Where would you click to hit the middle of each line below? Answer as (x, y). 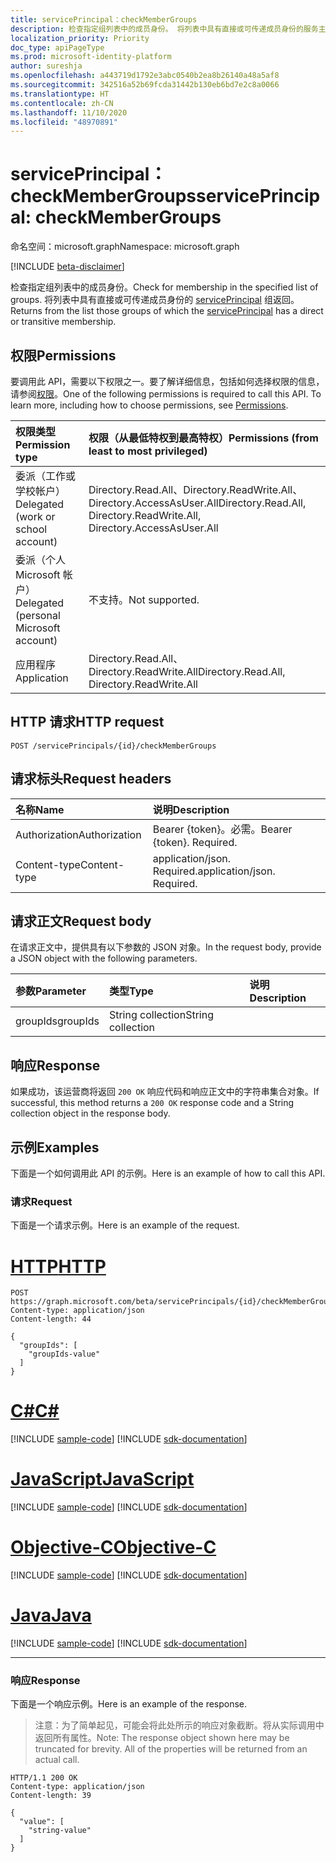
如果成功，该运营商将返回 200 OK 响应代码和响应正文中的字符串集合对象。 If (165, 1092)
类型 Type (131, 991)
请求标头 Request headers (91, 779)
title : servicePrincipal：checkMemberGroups (104, 19)
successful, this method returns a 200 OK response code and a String (152, 1103)
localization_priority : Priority (80, 38)
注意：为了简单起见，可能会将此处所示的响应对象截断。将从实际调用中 (179, 1725)
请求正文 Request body (81, 921)
